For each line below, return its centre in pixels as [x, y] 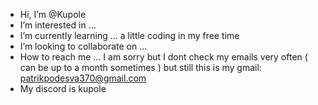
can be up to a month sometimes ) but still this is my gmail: [140, 67]
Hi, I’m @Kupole [53, 14]
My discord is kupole [63, 88]
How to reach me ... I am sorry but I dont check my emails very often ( [163, 57]
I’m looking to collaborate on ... [83, 46]
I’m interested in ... [58, 25]
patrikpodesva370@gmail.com [83, 78]
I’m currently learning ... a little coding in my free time [129, 35]
